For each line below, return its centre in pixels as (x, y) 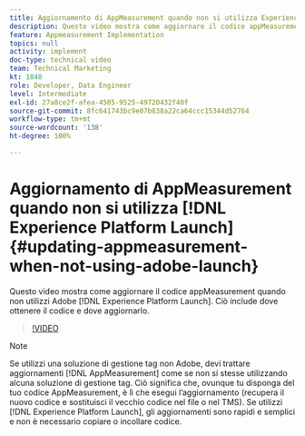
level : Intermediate (49, 94)
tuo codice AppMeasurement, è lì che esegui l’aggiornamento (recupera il (147, 392)
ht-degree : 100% (40, 136)
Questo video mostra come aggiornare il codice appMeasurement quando (148, 291)
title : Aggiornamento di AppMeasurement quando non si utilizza (133, 18)
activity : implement (49, 52)
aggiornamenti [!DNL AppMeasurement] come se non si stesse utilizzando (148, 372)
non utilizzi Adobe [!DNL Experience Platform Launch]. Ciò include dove (144, 301)
